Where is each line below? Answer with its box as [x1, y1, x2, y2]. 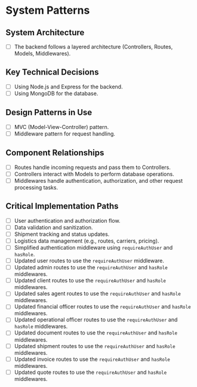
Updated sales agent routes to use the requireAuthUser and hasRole [14, 290, 181, 297]
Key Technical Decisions [5, 67, 99, 78]
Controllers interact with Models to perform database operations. [14, 170, 174, 177]
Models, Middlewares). [14, 50, 71, 57]
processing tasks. [14, 183, 58, 191]
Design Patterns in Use [5, 107, 93, 118]
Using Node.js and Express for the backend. [14, 83, 123, 90]
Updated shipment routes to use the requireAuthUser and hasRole [14, 342, 176, 349]
